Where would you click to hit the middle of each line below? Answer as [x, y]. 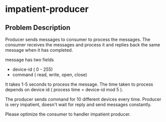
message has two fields [29, 60]
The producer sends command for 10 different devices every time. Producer [83, 99]
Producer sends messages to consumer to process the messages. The [78, 39]
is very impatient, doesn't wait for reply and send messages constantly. [79, 105]
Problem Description [38, 28]
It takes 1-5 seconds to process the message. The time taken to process [79, 84]
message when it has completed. [39, 50]
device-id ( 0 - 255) [33, 69]
